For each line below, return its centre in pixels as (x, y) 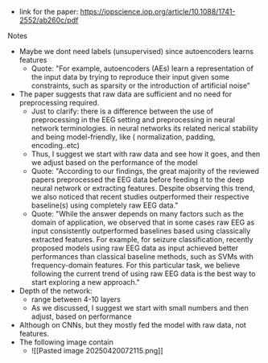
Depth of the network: (56, 291)
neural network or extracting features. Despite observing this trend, (143, 188)
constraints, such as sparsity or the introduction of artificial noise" (141, 85)
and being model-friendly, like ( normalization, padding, (123, 137)
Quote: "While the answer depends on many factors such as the (137, 214)
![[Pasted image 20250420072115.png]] (97, 351)
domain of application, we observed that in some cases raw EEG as (143, 222)
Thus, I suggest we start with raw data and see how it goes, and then (146, 154)
